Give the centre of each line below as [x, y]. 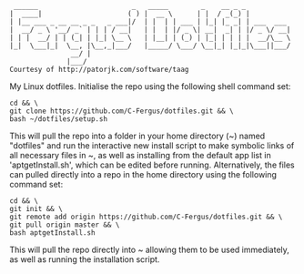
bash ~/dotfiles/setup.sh [58, 119]
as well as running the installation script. [85, 259]
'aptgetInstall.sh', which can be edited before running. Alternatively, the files [152, 165]
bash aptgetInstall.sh [52, 233]
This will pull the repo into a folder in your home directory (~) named [137, 136]
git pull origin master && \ [65, 225]
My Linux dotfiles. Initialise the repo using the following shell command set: [150, 86]
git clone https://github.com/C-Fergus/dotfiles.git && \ [122, 111]
